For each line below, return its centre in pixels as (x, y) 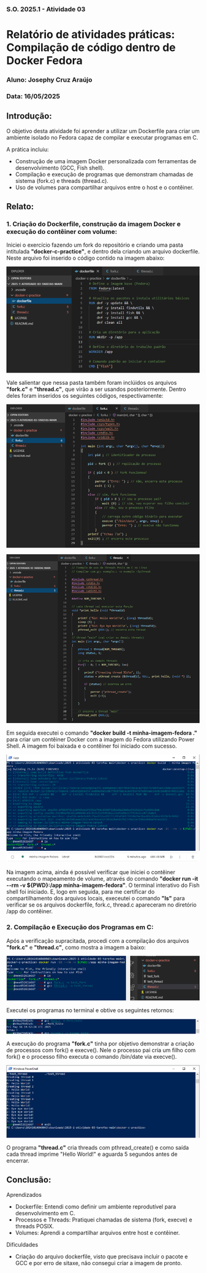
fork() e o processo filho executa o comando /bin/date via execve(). (92, 1057)
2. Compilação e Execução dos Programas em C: (80, 927)
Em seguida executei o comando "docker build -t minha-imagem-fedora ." (102, 733)
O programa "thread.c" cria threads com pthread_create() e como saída (97, 1147)
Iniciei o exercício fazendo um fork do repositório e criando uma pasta (95, 245)
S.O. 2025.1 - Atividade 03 (46, 9)
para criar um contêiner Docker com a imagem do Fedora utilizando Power (101, 739)
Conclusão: (29, 1180)
